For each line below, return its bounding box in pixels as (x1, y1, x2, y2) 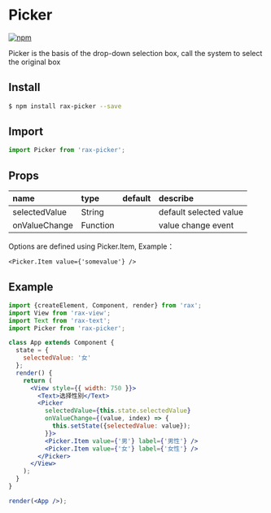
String (81, 207, 104, 218)
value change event (158, 220, 234, 231)
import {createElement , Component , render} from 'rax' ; (8, 301, 202, 310)
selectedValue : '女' (23, 354, 92, 363)
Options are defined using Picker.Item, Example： (8, 241, 175, 251)
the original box (8, 57, 61, 67)
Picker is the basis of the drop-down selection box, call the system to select (8, 48, 263, 58)
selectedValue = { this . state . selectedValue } (44, 406, 191, 415)
